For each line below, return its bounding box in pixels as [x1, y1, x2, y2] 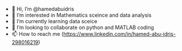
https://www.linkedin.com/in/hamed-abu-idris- [63, 31, 176, 37]
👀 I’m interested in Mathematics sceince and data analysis [11, 12, 152, 19]
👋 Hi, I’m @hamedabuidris [11, 6, 74, 12]
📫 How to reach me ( [11, 31, 64, 37]
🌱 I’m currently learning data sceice [11, 18, 98, 24]
